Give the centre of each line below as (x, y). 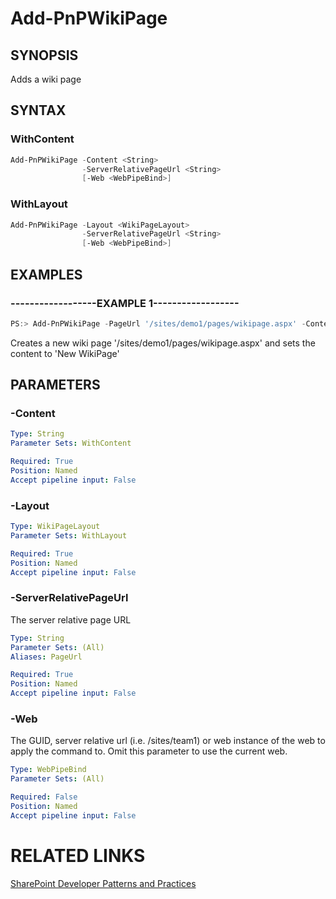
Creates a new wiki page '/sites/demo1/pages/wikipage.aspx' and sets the (163, 343)
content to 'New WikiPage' (65, 353)
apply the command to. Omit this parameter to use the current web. (149, 751)
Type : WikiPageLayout (55, 527)
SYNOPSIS (44, 55)
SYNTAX (38, 110)
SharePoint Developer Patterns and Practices (103, 883)
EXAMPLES (46, 274)
